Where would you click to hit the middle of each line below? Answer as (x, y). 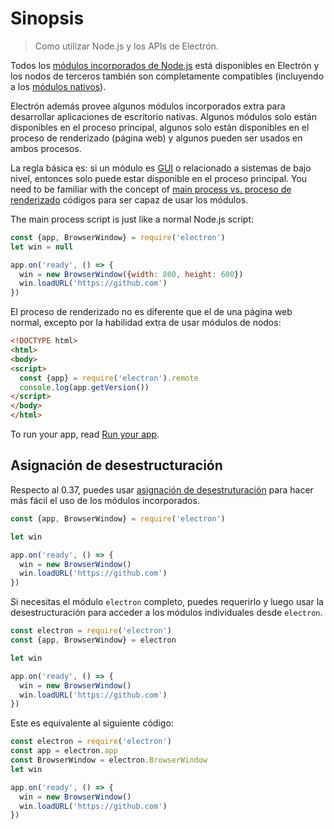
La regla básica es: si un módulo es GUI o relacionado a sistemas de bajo (161, 168)
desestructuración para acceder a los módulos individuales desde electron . (166, 613)
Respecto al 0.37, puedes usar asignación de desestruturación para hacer (162, 489)
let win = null (42, 247)
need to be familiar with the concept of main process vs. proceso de (151, 189)
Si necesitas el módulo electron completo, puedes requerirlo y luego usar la (167, 602)
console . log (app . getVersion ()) (84, 387)
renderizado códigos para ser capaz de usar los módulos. (129, 199)
